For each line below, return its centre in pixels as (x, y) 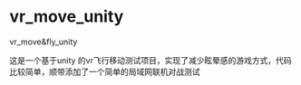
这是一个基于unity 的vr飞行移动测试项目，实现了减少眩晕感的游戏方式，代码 (150, 60)
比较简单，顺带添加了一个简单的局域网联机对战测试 (105, 71)
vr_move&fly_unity (44, 42)
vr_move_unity (67, 17)
